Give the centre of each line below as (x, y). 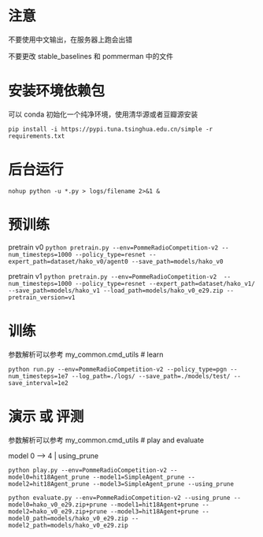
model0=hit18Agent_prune (49, 477)
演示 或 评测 (46, 416)
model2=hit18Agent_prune (49, 484)
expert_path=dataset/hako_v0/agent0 (68, 261)
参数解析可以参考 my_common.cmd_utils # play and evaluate (106, 440)
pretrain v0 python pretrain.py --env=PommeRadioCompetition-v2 (113, 247)
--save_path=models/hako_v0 (177, 261)
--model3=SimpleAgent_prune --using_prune (163, 484)
